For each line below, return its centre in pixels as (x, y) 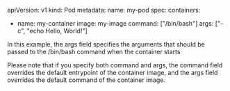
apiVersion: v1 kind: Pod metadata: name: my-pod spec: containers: (104, 10)
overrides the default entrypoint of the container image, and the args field (113, 73)
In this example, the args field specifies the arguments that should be (106, 44)
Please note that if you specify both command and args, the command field (115, 65)
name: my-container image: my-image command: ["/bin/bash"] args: (115, 23)
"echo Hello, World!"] (57, 31)
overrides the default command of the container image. (86, 80)
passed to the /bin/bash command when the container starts (94, 52)
